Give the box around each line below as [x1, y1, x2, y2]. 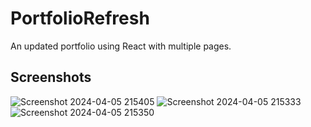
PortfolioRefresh [10, 7, 150, 30]
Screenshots [10, 69, 92, 86]
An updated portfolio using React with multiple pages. [10, 40, 232, 52]
